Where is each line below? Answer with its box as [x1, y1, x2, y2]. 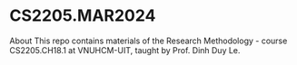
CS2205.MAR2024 [9, 5, 156, 26]
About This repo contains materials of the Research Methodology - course [9, 35, 288, 46]
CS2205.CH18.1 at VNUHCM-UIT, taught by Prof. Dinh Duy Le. [9, 44, 241, 55]
